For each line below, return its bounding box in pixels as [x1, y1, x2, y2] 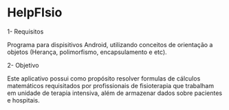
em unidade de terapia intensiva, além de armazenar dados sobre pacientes [7, 89, 222, 97]
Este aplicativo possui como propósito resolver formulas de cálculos [7, 74, 201, 83]
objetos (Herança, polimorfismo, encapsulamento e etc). [7, 48, 167, 56]
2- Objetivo [7, 61, 39, 69]
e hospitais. [7, 96, 40, 104]
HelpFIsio [7, 5, 63, 20]
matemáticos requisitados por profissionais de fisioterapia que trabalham [7, 81, 215, 90]
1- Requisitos [7, 27, 44, 36]
